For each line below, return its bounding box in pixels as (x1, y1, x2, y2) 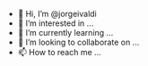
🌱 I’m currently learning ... (17, 28, 114, 37)
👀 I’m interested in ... (17, 18, 94, 29)
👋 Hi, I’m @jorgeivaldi (17, 9, 97, 19)
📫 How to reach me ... (17, 47, 101, 57)
